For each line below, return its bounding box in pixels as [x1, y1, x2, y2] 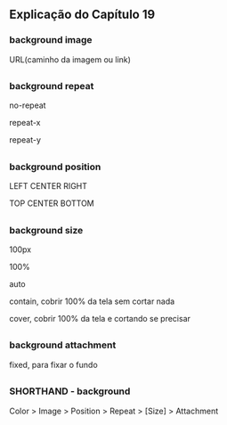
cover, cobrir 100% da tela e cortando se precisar [9, 313, 191, 323]
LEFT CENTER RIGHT [9, 181, 87, 192]
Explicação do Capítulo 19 [9, 7, 156, 22]
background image [9, 34, 93, 46]
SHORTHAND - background [9, 385, 131, 397]
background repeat [9, 80, 94, 93]
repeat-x [9, 118, 42, 128]
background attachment [9, 339, 117, 351]
